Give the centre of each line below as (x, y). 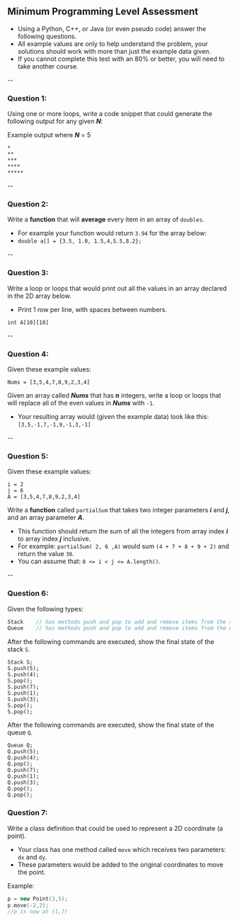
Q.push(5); (23, 752)
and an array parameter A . (46, 518)
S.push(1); (23, 693)
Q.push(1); (23, 777)
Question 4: (28, 354)
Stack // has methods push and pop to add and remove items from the (117, 622)
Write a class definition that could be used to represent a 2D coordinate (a (115, 828)
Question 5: (28, 456)
